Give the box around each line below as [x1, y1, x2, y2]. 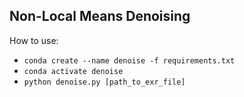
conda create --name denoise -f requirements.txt [23, 55, 236, 66]
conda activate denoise [23, 66, 124, 76]
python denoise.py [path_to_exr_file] [23, 77, 186, 87]
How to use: [9, 34, 59, 46]
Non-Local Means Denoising [9, 8, 191, 25]
